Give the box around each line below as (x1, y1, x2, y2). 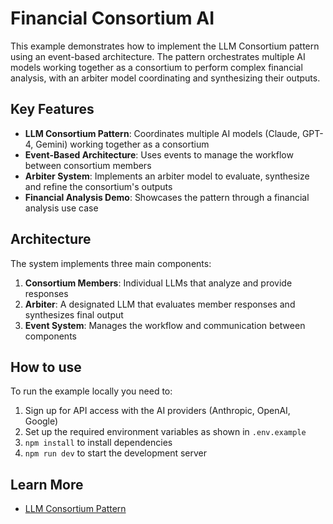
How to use (10, 358, 82, 376)
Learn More (10, 476, 84, 493)
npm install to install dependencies (24, 437, 173, 449)
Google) (24, 415, 59, 427)
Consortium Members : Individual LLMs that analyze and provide (24, 277, 293, 289)
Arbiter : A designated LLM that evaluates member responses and (24, 298, 296, 310)
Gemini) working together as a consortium (35, 138, 210, 150)
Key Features (10, 101, 95, 118)
